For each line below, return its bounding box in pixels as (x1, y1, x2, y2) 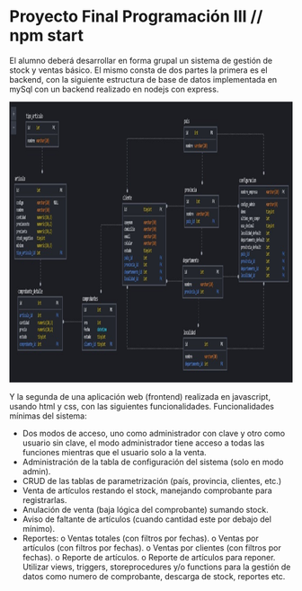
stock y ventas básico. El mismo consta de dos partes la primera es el (9, 65, 268, 75)
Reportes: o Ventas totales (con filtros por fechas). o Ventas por (22, 533, 259, 543)
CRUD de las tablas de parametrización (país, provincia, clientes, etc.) (22, 475, 281, 486)
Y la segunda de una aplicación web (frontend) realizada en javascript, (9, 391, 271, 401)
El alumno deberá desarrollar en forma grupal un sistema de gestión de (9, 55, 273, 66)
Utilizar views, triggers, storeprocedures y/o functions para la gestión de (22, 561, 291, 572)
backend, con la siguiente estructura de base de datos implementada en (9, 74, 278, 84)
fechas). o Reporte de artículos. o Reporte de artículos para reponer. (22, 551, 276, 562)
